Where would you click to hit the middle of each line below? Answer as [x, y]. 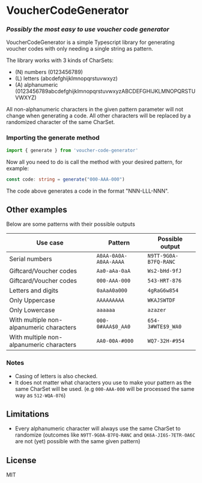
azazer [157, 310]
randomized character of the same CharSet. [61, 122]
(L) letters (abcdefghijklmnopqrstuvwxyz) [66, 78]
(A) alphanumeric [36, 85]
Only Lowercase [32, 310]
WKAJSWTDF [161, 301]
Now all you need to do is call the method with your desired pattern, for [94, 162]
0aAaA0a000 [112, 291]
